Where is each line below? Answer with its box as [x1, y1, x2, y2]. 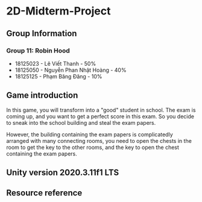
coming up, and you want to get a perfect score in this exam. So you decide [6, 113, 195, 120]
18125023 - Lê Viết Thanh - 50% [14, 60, 96, 67]
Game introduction [6, 90, 78, 101]
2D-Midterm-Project [6, 4, 111, 18]
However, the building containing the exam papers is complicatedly [6, 131, 173, 138]
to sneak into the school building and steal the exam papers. [6, 119, 156, 126]
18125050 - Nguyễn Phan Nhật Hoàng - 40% [14, 66, 127, 74]
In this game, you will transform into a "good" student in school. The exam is [6, 106, 196, 113]
